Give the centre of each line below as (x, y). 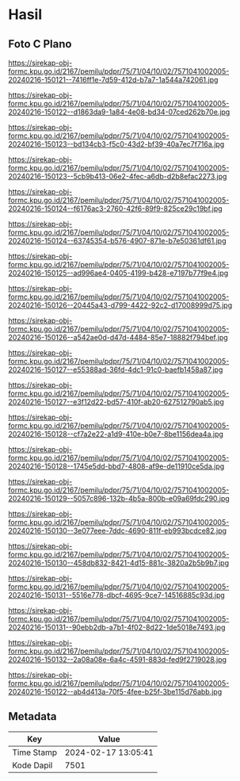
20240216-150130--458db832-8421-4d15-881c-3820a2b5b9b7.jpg (119, 563)
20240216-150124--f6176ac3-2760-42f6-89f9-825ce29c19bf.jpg (116, 209)
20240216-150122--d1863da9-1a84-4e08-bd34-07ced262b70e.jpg (119, 112)
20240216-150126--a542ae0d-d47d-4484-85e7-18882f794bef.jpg (118, 337)
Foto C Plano (40, 44)
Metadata (32, 716)
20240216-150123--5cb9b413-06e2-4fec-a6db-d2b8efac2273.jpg (118, 176)
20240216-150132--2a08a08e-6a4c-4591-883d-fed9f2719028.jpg (118, 659)
